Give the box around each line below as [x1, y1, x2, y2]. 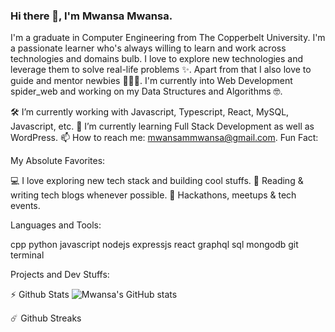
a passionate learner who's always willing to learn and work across [10, 42, 287, 54]
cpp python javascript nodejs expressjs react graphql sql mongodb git [10, 239, 299, 251]
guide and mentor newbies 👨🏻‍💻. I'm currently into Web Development [10, 75, 293, 87]
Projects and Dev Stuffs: [10, 269, 110, 281]
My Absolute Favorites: [10, 155, 106, 167]
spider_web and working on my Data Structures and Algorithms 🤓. [10, 85, 283, 98]
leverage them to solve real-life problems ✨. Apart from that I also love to [10, 64, 312, 76]
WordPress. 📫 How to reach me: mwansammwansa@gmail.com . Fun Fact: [10, 132, 319, 144]
